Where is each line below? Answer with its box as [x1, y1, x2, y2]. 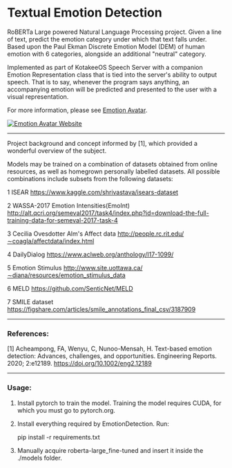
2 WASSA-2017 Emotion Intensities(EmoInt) [7, 201, 130, 209]
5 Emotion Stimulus [7, 263, 62, 272]
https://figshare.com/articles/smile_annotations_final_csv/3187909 [7, 305, 196, 313]
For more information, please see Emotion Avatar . [7, 106, 148, 114]
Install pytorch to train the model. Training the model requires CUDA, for [17, 399, 222, 407]
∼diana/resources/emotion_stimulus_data [7, 271, 126, 279]
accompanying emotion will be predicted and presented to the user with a [7, 85, 217, 93]
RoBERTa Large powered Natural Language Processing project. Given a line [7, 28, 222, 36]
